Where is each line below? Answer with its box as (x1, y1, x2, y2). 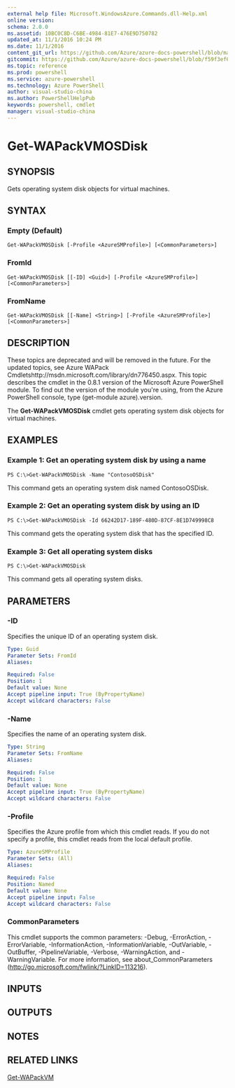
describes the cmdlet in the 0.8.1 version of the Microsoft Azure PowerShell (7, 378, 224, 386)
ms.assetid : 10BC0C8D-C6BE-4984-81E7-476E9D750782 (7, 29, 158, 37)
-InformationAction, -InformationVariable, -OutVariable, (48, 940, 208, 949)
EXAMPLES (7, 434, 58, 446)
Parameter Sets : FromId (7, 652, 77, 659)
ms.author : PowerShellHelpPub (7, 95, 96, 102)
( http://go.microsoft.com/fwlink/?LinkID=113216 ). (7, 963, 148, 971)
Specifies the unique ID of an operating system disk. (7, 632, 158, 640)
